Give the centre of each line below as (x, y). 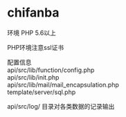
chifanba (33, 13)
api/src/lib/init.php (33, 77)
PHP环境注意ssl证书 (36, 47)
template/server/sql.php (42, 92)
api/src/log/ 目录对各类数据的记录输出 (61, 106)
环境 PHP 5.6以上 (32, 33)
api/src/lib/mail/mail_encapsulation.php (63, 84)
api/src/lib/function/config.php (51, 70)
